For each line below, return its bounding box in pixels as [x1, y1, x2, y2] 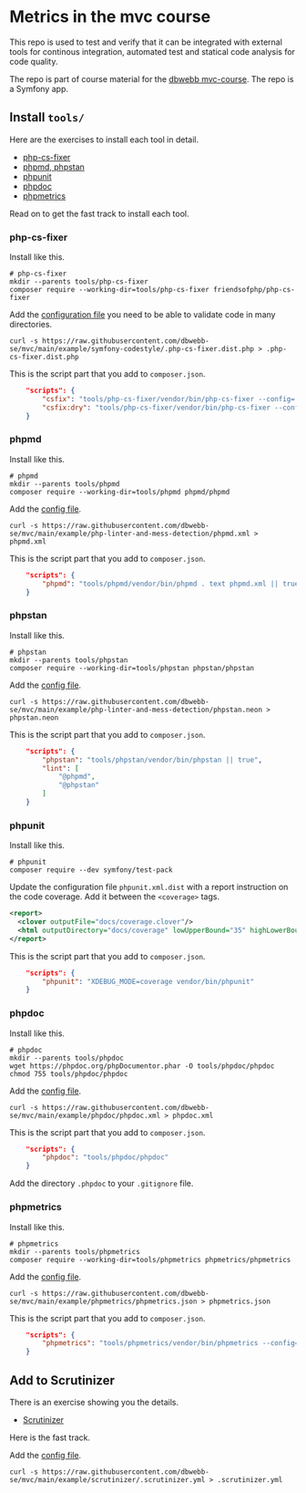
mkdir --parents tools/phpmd [9, 479, 120, 489]
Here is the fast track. [9, 1432, 91, 1443]
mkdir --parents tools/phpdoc [9, 1053, 125, 1063]
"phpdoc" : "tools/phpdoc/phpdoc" [42, 1153, 169, 1162]
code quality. [9, 56, 58, 67]
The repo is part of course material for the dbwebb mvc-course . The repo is [9, 73, 294, 84]
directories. [9, 319, 53, 330]
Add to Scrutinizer [9, 1373, 116, 1388]
